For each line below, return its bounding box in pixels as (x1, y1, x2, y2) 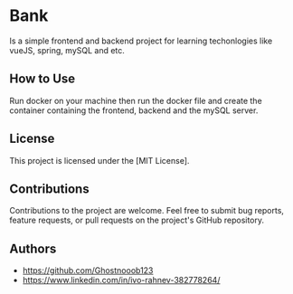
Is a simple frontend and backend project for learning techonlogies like (9, 35, 273, 46)
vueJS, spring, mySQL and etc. (9, 44, 125, 55)
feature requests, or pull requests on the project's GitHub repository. (9, 214, 265, 226)
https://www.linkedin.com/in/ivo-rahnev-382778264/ (22, 275, 221, 286)
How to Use (9, 71, 76, 87)
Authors (9, 241, 57, 256)
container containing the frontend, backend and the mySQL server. (9, 105, 259, 116)
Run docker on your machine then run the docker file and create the (9, 95, 262, 106)
